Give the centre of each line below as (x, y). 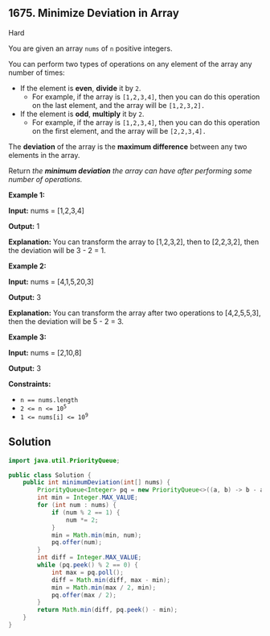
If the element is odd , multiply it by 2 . (82, 114)
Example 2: (27, 266)
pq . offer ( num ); (77, 542)
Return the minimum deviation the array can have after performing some (130, 170)
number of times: (37, 73)
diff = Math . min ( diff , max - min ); (111, 580)
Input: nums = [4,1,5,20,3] (51, 281)
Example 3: (27, 337)
